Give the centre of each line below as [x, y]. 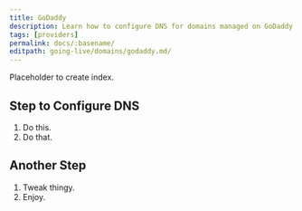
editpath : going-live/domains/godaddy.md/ [90, 52]
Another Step [48, 165]
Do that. [37, 137]
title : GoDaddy [38, 18]
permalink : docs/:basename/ [62, 43]
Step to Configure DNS [75, 105]
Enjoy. [34, 197]
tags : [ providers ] [44, 34]
